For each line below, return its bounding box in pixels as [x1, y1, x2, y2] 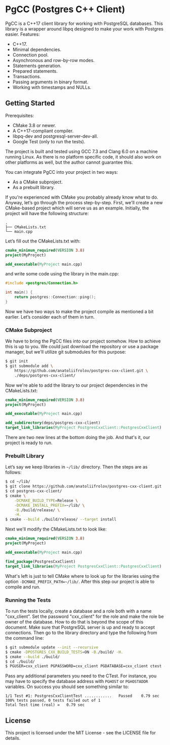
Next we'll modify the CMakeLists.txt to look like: [5, 526, 107, 532]
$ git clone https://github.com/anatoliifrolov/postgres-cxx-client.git [5, 484, 162, 489]
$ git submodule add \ [5, 363, 53, 369]
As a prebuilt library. [12, 184, 55, 190]
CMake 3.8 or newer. [12, 122, 57, 128]
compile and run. [5, 583, 40, 590]
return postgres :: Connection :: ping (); [14, 295, 96, 300]
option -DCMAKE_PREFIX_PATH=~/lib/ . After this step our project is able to [5, 578, 155, 584]
